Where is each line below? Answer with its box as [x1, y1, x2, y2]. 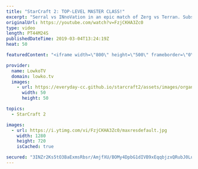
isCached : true [16, 144, 54, 150]
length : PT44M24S [6, 31, 49, 36]
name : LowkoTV [11, 68, 46, 74]
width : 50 [21, 90, 46, 96]
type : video [6, 25, 35, 31]
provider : [6, 62, 31, 68]
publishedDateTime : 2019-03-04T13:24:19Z [6, 36, 110, 42]
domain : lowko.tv [11, 73, 54, 79]
